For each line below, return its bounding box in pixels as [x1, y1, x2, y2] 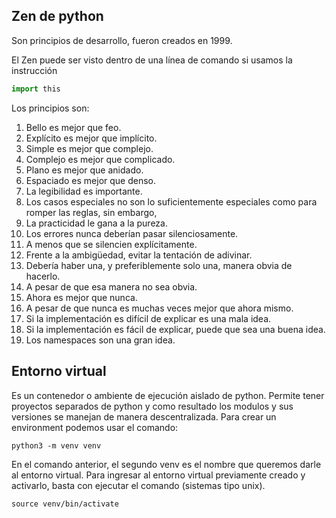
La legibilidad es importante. [25, 185, 143, 197]
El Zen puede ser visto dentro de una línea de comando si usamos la [11, 54, 293, 66]
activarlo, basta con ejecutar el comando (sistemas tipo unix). [11, 479, 266, 491]
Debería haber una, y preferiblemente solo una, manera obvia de [25, 259, 293, 271]
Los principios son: [11, 102, 90, 114]
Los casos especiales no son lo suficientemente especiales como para [25, 195, 318, 208]
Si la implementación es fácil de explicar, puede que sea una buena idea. [25, 323, 326, 335]
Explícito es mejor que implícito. [25, 132, 158, 144]
